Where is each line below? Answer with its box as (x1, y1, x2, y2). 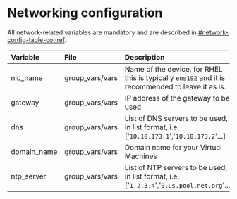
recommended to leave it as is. (124, 82, 226, 91)
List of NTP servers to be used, (124, 162, 228, 172)
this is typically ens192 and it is (124, 72, 226, 82)
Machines (124, 151, 157, 161)
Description (124, 52, 165, 62)
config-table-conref (7, 35, 65, 44)
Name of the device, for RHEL (124, 64, 224, 74)
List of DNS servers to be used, (124, 113, 228, 123)
